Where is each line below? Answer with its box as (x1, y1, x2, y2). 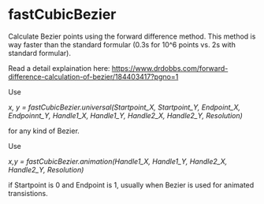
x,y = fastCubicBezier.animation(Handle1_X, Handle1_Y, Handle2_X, (8, 156, 228, 166)
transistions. (8, 188, 49, 198)
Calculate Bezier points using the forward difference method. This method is (8, 32, 256, 41)
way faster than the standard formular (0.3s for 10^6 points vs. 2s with (8, 39, 236, 49)
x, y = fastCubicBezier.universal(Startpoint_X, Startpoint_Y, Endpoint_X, (8, 102, 240, 112)
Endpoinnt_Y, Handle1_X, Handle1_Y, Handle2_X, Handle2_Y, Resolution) (8, 110, 243, 120)
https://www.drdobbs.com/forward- (111, 63, 229, 72)
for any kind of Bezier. (8, 126, 80, 135)
